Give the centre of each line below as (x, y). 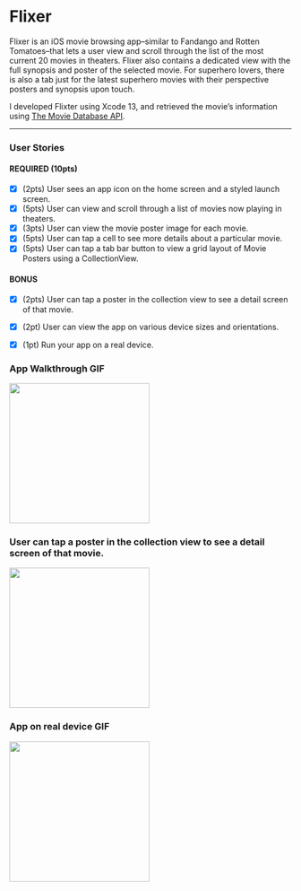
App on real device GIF (60, 727)
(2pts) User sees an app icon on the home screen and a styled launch (151, 189)
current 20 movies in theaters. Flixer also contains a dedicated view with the (150, 60)
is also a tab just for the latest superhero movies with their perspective (139, 79)
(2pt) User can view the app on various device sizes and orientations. (150, 327)
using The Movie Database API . (67, 116)
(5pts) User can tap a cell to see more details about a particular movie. (152, 239)
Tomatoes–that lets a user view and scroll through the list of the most (137, 50)
